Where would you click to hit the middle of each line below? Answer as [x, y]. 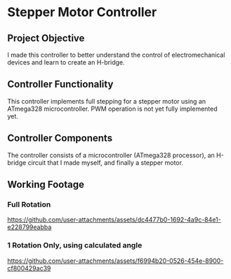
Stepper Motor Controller [82, 12]
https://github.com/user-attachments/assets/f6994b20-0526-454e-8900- [115, 261]
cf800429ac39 [29, 268]
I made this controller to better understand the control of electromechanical [116, 55]
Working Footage [46, 185]
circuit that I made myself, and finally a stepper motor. [106, 163]
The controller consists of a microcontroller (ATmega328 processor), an [111, 155]
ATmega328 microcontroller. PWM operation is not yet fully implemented [112, 109]
